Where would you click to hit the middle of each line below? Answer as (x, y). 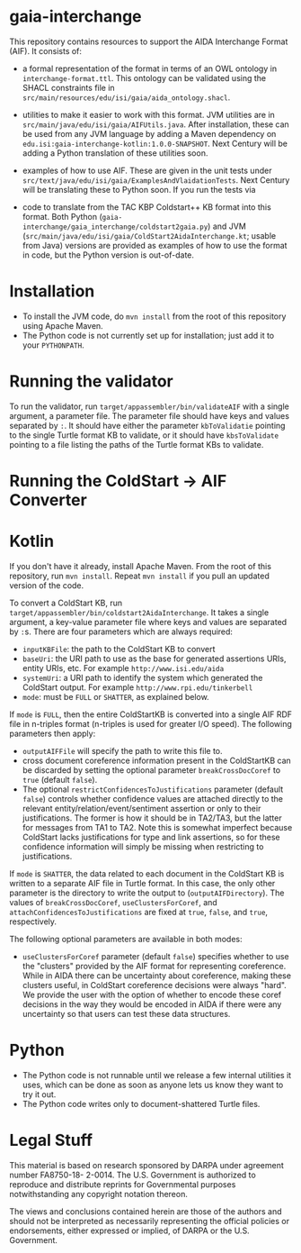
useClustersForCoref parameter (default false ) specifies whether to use (155, 956)
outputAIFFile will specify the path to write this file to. (122, 750)
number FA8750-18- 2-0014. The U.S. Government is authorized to (133, 1175)
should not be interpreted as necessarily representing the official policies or (150, 1221)
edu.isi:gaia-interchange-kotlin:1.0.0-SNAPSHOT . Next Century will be (155, 143)
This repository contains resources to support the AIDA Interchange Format (149, 41)
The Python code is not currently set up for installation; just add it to (148, 335)
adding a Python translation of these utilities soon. (115, 153)
